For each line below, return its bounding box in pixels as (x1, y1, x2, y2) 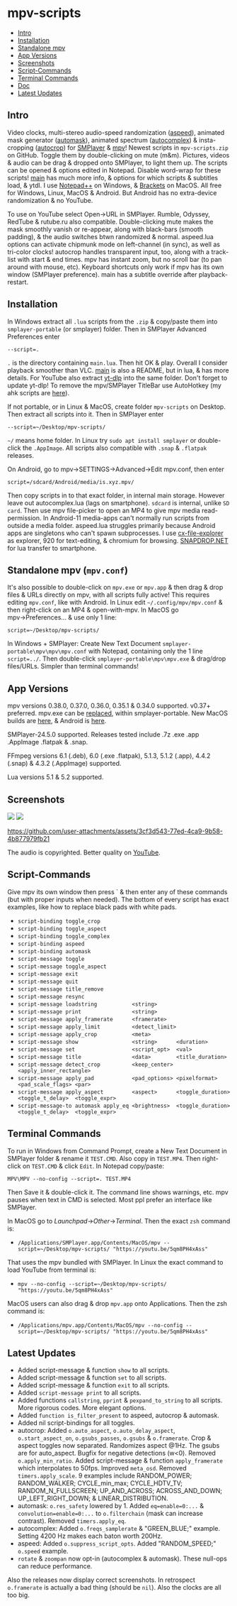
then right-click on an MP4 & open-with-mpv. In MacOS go (7, 605, 179, 615)
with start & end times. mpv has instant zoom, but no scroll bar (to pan (17, 255, 222, 263)
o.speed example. (17, 1547, 69, 1556)
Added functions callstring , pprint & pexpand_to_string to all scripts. (17, 1396, 223, 1404)
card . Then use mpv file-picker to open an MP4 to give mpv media (7, 506, 200, 515)
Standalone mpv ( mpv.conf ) (7, 564, 129, 576)
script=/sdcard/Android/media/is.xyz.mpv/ (7, 478, 134, 485)
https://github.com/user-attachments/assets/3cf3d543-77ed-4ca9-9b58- (7, 827, 223, 835)
